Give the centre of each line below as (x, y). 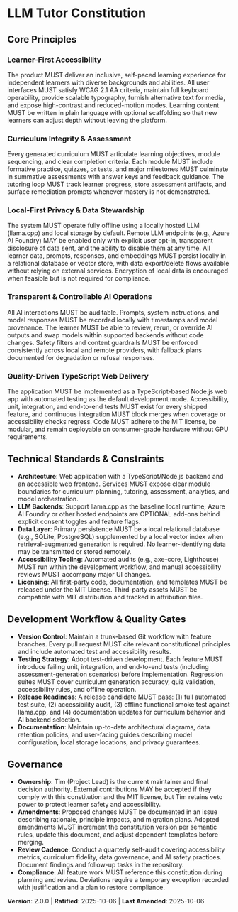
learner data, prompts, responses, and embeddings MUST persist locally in (117, 256)
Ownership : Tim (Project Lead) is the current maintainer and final (113, 781)
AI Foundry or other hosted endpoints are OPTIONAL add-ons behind (119, 514)
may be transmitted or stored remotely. (74, 551)
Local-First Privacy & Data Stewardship (76, 210)
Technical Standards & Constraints (86, 459)
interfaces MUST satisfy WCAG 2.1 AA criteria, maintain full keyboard (108, 89)
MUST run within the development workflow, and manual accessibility (119, 567)
